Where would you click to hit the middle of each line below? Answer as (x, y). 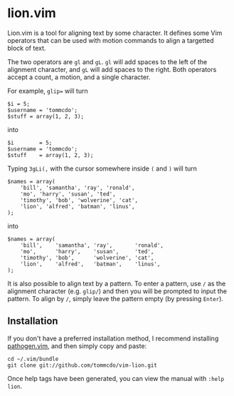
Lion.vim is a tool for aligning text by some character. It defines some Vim (115, 33)
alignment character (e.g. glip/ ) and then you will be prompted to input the (117, 291)
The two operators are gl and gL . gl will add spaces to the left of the (107, 61)
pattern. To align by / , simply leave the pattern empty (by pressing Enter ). (116, 298)
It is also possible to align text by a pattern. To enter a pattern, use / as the (117, 283)
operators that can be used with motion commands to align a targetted (111, 40)
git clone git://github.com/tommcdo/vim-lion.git (83, 365)
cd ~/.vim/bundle (33, 359)
